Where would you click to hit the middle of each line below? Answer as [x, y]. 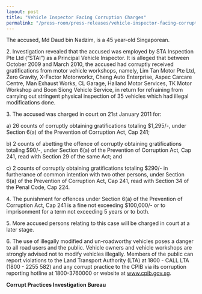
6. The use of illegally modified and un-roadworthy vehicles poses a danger [100, 241]
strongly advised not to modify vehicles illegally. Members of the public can [100, 254]
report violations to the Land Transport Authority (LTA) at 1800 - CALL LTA [98, 260]
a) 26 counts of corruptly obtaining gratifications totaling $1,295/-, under [96, 126]
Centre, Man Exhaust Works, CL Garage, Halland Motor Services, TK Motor [99, 83]
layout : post [23, 12]
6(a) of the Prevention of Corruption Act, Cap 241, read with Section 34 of [98, 181]
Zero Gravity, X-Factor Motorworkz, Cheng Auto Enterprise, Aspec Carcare [99, 77]
